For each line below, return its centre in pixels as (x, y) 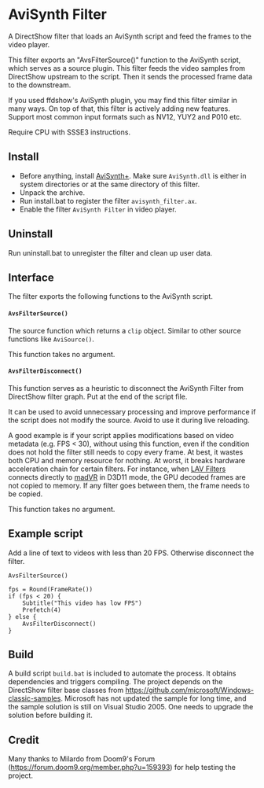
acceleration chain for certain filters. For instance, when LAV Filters (117, 469)
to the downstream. (40, 85)
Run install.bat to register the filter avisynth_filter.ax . (108, 201)
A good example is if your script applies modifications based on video (121, 435)
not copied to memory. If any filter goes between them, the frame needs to (129, 485)
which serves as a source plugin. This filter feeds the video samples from (127, 68)
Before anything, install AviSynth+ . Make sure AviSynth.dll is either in (133, 175)
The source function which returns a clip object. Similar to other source (125, 330)
